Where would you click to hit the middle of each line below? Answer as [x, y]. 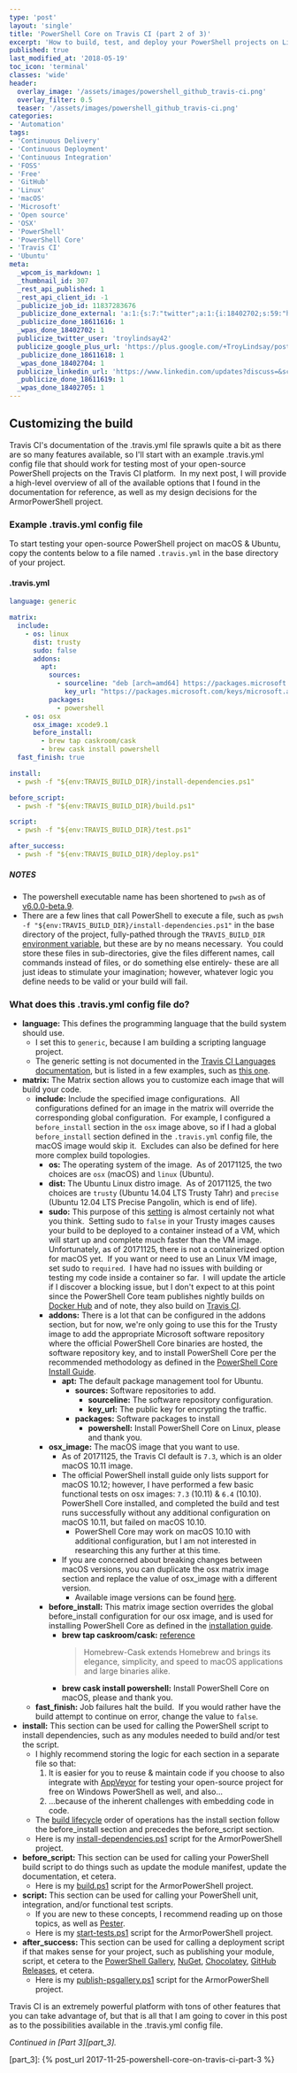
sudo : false [54, 650]
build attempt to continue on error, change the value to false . [147, 1717]
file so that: [56, 1764]
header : [23, 83]
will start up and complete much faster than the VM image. [155, 1240]
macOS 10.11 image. [97, 1466]
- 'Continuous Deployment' [59, 149]
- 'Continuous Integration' [61, 157]
